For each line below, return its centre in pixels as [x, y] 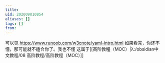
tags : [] [14, 24]
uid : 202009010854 [24, 14]
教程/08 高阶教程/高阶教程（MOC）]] [46, 56]
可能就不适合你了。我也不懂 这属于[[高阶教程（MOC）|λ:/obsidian [86, 49]
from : [11, 28]
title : [12, 10]
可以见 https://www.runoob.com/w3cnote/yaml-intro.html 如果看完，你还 [80, 43]
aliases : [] [17, 19]
